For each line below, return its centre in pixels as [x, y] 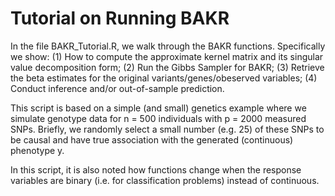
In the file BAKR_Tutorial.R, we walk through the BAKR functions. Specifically [168, 46]
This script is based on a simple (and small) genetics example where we [158, 108]
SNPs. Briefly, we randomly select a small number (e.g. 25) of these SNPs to [167, 129]
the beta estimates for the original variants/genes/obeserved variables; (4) [164, 78]
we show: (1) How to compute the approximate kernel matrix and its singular [167, 56]
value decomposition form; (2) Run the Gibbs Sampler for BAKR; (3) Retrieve [167, 67]
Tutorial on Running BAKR [120, 18]
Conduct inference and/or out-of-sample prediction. [117, 88]
